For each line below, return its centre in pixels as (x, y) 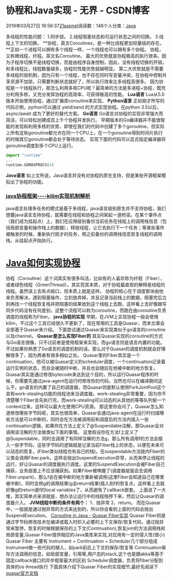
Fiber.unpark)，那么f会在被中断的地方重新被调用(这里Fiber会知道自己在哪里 (85, 477)
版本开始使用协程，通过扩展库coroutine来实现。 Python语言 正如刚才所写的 (85, 101)
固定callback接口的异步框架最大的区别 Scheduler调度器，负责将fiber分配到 (84, 560)
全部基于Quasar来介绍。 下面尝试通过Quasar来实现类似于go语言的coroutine (86, 329)
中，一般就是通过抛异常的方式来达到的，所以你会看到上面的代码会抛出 (80, 509)
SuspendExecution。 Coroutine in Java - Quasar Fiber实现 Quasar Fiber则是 (86, 515)
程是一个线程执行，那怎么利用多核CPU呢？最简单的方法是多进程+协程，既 (83, 88)
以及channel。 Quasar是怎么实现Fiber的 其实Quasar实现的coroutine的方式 (84, 336)
